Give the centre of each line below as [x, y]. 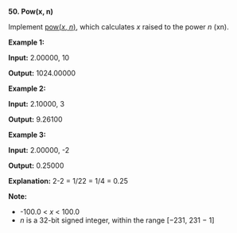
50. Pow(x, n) [31, 12]
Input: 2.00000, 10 [39, 58]
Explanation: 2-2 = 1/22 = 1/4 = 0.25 [68, 181]
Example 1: [27, 42]
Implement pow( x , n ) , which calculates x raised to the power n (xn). [118, 27]
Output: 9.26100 [35, 119]
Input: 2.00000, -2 [39, 150]
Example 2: [27, 88]
